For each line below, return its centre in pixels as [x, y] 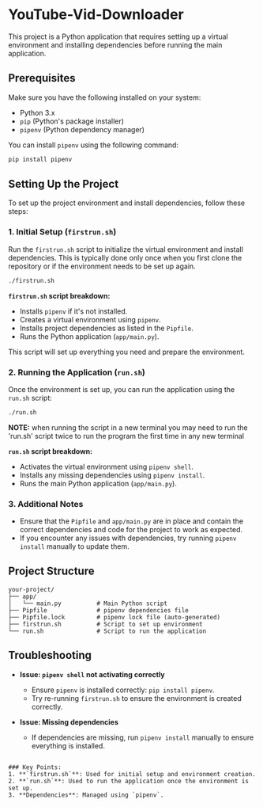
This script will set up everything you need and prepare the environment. [126, 352]
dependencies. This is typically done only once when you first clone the [125, 257]
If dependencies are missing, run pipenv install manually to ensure [143, 737]
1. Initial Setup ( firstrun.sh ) [62, 232]
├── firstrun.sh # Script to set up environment [105, 624]
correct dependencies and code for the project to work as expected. [131, 530]
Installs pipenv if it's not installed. [73, 311]
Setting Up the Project [64, 184]
